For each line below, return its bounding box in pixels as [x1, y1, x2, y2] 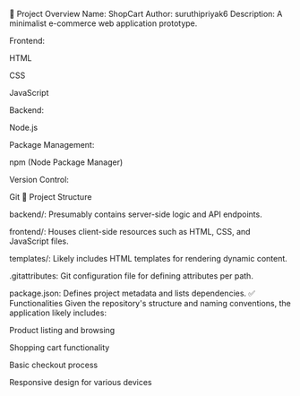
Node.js [9, 122, 39, 133]
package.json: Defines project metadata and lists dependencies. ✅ [9, 288, 255, 298]
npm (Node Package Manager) [9, 157, 124, 168]
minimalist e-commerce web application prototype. [9, 18, 198, 29]
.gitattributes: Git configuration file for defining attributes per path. [9, 271, 253, 281]
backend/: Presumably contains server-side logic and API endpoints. [9, 209, 262, 220]
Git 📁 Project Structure [9, 192, 92, 202]
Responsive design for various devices [9, 377, 152, 387]
